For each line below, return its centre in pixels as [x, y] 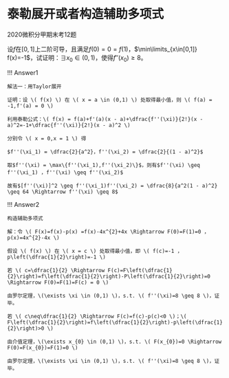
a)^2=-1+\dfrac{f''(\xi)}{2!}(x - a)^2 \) [69, 125]
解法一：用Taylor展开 [34, 87]
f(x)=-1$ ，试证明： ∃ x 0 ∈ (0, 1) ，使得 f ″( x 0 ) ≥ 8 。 [77, 58]
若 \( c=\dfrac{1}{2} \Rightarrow [56, 270]
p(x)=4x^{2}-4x [29, 238]
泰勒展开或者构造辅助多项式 [86, 14]
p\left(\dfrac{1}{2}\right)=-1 [52, 257]
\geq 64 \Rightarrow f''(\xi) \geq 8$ [63, 192]
